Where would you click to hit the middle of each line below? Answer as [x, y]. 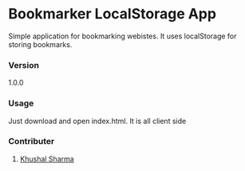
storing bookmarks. [40, 44]
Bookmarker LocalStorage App [113, 14]
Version [24, 65]
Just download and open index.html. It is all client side [97, 121]
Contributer [32, 141]
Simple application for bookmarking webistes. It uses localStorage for [122, 36]
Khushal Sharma [47, 159]
